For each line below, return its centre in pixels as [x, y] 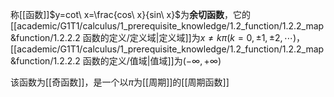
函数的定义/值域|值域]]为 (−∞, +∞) [152, 61]
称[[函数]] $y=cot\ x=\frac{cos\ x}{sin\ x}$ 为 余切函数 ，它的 [131, 14]
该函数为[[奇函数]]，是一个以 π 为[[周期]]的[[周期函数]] [120, 82]
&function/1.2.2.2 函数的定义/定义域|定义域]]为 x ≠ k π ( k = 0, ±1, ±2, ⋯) [153, 37]
